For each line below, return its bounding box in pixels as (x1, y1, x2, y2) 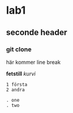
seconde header (6, 27, 68, 37)
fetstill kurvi (6, 70, 36, 77)
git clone (6, 45, 32, 54)
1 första (6, 81, 28, 87)
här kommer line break (6, 58, 61, 65)
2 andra (6, 87, 25, 93)
